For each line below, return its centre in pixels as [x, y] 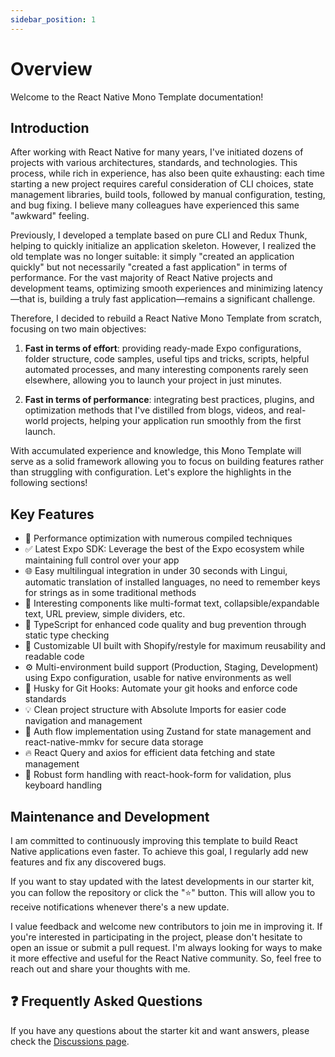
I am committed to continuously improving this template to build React [154, 840]
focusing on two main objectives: [78, 329]
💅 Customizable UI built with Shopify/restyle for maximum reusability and [175, 646]
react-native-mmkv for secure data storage [114, 742]
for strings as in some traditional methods [110, 593]
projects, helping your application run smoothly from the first [176, 421]
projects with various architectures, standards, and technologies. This [154, 163]
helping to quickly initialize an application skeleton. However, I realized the [163, 246]
